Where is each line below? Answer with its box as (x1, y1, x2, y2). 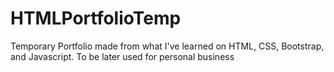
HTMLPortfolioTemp (10, 7, 182, 30)
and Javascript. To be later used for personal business (10, 50, 235, 62)
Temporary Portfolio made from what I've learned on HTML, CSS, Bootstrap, (10, 40, 325, 52)
